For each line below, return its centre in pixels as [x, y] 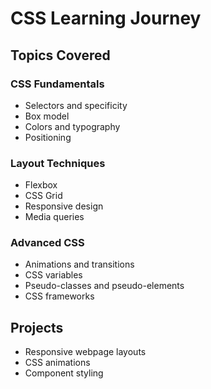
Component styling [64, 373]
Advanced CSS [47, 243]
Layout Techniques [58, 163]
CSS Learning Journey [106, 18]
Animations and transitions [79, 264]
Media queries [54, 217]
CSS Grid [43, 196]
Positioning [48, 137]
